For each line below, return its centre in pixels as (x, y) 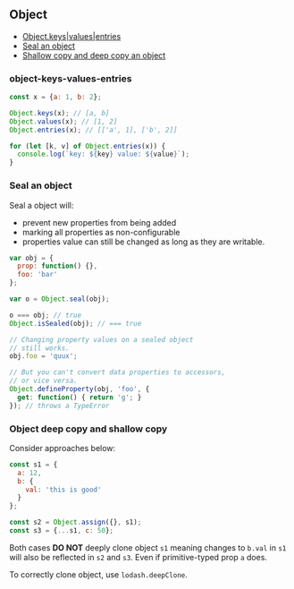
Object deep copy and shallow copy (88, 429)
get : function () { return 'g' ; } (80, 397)
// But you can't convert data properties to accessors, (118, 372)
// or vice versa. (43, 381)
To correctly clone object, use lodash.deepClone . (98, 574)
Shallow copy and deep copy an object (94, 55)
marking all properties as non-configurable (101, 232)
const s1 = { (34, 465)
